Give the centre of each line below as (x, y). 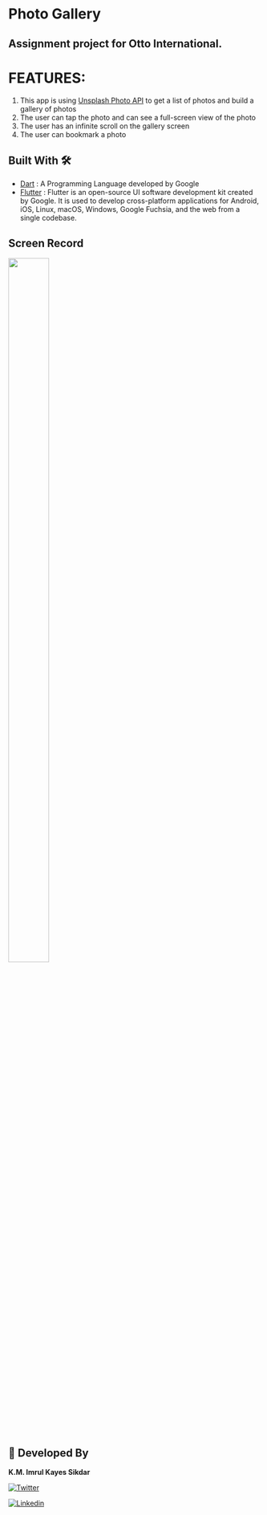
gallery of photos (48, 108)
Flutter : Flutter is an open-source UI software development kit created (136, 193)
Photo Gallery (55, 14)
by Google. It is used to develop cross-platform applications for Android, (139, 201)
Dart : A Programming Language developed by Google (109, 184)
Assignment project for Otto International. (115, 44)
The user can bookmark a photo (73, 134)
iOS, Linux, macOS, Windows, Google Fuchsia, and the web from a (130, 209)
